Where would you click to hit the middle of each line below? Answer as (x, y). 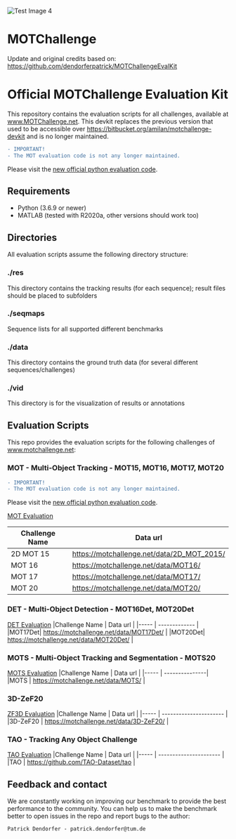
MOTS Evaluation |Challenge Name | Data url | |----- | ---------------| (108, 673)
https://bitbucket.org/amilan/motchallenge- (149, 128)
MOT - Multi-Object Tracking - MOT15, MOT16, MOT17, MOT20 (116, 468)
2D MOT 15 (30, 554)
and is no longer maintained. (68, 136)
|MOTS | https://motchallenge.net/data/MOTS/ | (76, 680)
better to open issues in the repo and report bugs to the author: (99, 816)
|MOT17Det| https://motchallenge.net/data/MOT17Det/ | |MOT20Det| (106, 632)
